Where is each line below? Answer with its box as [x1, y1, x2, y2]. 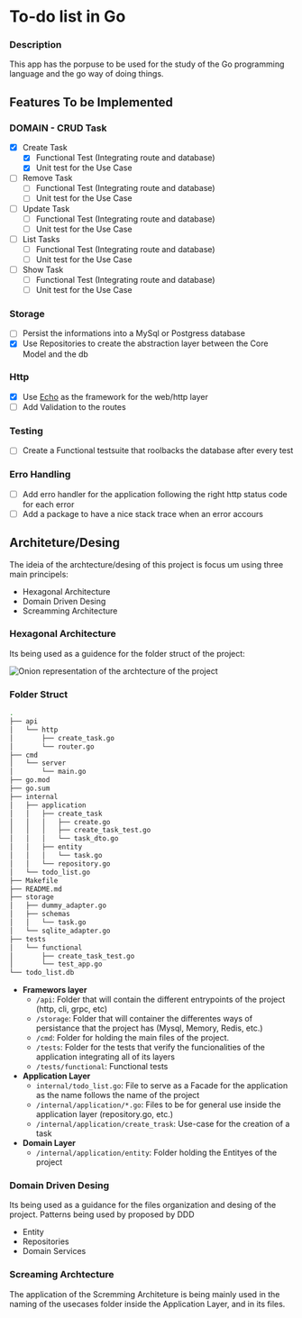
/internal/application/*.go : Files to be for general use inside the [35, 1099, 281, 1110]
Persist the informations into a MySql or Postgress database [22, 328, 246, 339]
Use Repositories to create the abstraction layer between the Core [22, 338, 269, 349]
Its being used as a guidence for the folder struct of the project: [9, 648, 245, 659]
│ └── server [9, 759, 67, 768]
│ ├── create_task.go [9, 733, 115, 742]
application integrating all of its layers [35, 1051, 176, 1062]
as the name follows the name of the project [35, 1090, 200, 1101]
